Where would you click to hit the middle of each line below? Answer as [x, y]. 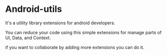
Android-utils [34, 9]
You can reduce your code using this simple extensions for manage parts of [83, 32]
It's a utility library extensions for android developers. [60, 23]
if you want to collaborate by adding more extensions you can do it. [75, 47]
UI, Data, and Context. [28, 38]
